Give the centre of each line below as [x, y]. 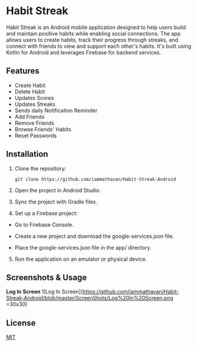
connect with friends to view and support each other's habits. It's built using [99, 46]
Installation [27, 154]
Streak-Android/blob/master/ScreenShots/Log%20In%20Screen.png [90, 298]
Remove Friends [34, 123]
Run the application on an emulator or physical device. [81, 259]
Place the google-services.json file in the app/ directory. [83, 247]
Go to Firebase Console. [44, 224]
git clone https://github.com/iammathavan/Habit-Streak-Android [95, 179]
